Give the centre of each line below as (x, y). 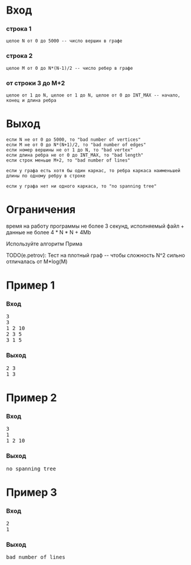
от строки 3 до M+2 (36, 83)
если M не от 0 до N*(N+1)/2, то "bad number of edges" (76, 145)
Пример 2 (32, 398)
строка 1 (19, 29)
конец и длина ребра (32, 101)
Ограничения (41, 210)
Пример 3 (32, 492)
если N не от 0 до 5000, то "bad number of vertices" (74, 140)
